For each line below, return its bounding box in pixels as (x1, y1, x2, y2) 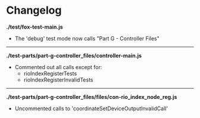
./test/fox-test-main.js (6, 23, 64, 30)
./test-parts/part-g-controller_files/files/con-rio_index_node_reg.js (6, 93, 177, 100)
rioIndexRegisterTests (23, 70, 77, 77)
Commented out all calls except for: (14, 63, 102, 70)
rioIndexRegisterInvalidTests (23, 76, 93, 83)
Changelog (6, 4, 62, 17)
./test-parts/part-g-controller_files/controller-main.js (6, 52, 142, 59)
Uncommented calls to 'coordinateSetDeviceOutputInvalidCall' (14, 105, 168, 112)
